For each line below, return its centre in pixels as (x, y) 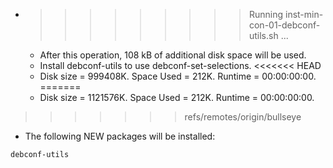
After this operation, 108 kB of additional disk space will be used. (173, 55)
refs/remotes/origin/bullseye (243, 117)
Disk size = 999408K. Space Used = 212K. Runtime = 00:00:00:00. (178, 76)
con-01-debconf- (284, 25)
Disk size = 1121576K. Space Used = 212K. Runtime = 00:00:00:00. (177, 97)
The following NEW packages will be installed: (120, 136)
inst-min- (304, 14)
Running (266, 14)
